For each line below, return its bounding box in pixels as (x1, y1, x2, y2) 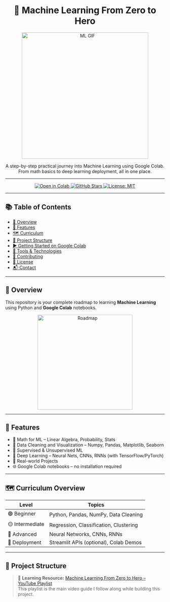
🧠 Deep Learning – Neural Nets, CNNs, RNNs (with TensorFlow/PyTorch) (12, 453, 164, 459)
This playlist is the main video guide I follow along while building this (17, 586, 160, 591)
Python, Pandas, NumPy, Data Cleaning (49, 511, 143, 518)
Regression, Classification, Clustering (49, 521, 138, 528)
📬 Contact (12, 264, 36, 270)
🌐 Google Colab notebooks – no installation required (12, 463, 122, 469)
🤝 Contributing (12, 253, 43, 260)
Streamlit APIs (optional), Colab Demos (49, 539, 142, 546)
